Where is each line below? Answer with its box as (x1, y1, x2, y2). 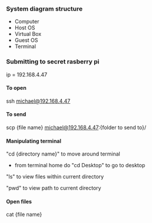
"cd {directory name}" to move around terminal (6, 150, 121, 157)
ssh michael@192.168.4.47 (6, 97, 71, 104)
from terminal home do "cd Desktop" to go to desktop (14, 162, 146, 169)
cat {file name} (6, 211, 42, 218)
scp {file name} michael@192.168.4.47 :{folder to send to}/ (6, 124, 147, 131)
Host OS (14, 24, 35, 31)
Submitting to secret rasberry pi (6, 58, 100, 66)
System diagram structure (6, 5, 83, 13)
